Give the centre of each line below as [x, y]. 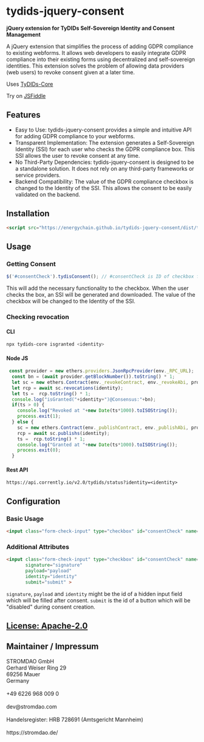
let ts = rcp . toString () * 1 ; [51, 394]
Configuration [33, 501]
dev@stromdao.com [32, 706]
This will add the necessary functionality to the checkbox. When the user [98, 288]
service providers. [38, 175]
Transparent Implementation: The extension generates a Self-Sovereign [104, 143]
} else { [23, 422]
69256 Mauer [23, 674]
